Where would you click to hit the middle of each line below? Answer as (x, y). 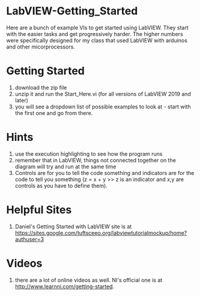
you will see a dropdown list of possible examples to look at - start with (103, 107)
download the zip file (41, 87)
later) (22, 100)
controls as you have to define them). (61, 185)
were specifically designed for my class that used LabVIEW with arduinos (97, 40)
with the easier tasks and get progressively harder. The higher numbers (95, 34)
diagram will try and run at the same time (65, 167)
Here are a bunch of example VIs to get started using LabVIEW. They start (98, 28)
